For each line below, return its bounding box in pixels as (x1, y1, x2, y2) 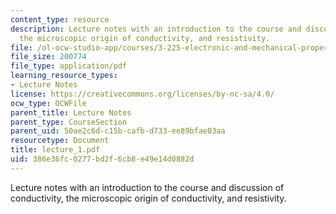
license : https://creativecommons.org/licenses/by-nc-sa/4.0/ (10, 89, 275, 99)
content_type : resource (10, 14, 110, 25)
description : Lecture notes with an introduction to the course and (10, 24, 302, 34)
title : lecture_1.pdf (10, 145, 101, 155)
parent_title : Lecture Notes (10, 107, 132, 118)
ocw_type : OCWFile (10, 98, 87, 108)
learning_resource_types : (10, 71, 118, 81)
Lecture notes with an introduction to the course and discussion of (10, 181, 285, 193)
